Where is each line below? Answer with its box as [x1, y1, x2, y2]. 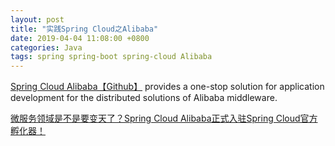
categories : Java [10, 42, 83, 53]
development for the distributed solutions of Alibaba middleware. [10, 92, 278, 104]
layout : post [10, 14, 65, 25]
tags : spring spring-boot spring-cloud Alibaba [10, 52, 213, 62]
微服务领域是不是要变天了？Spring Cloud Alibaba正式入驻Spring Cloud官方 [10, 112, 318, 125]
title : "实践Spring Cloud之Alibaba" [10, 24, 159, 34]
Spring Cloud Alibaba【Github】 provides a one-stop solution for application [10, 81, 325, 93]
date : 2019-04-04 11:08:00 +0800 [10, 33, 150, 43]
